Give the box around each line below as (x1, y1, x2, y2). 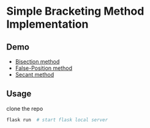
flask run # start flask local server (6, 116, 108, 123)
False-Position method (15, 64, 72, 72)
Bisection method (15, 58, 60, 65)
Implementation (6, 17, 89, 31)
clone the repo (6, 105, 43, 112)
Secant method (15, 71, 54, 78)
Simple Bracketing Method (6, 4, 144, 18)
